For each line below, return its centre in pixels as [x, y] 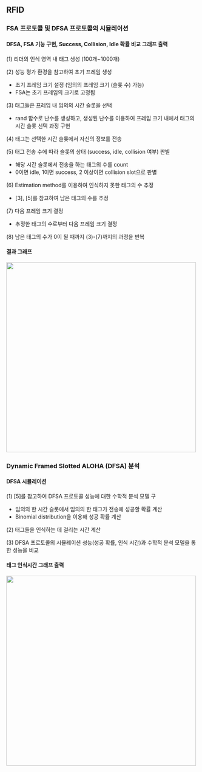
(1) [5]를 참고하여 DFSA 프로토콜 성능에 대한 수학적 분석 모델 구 [81, 496]
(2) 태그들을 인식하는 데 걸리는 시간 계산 [54, 529]
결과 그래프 [19, 252]
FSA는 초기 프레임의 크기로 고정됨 [55, 92]
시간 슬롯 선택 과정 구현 [43, 126]
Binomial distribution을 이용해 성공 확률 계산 [68, 517]
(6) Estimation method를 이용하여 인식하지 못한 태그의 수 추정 [80, 185]
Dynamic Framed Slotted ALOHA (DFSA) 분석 [73, 466]
